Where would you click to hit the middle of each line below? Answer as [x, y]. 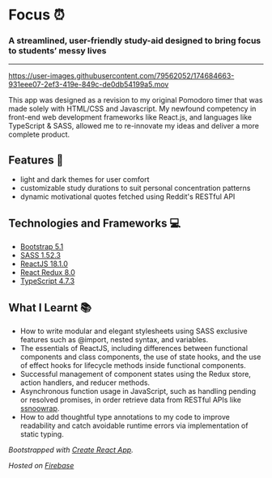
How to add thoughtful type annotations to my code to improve [125, 417]
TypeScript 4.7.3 [47, 281]
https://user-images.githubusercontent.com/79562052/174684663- [121, 76]
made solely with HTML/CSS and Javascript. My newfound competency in [132, 109]
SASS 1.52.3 [40, 256]
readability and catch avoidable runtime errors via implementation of [134, 425]
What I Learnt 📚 [50, 308]
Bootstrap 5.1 [42, 247]
